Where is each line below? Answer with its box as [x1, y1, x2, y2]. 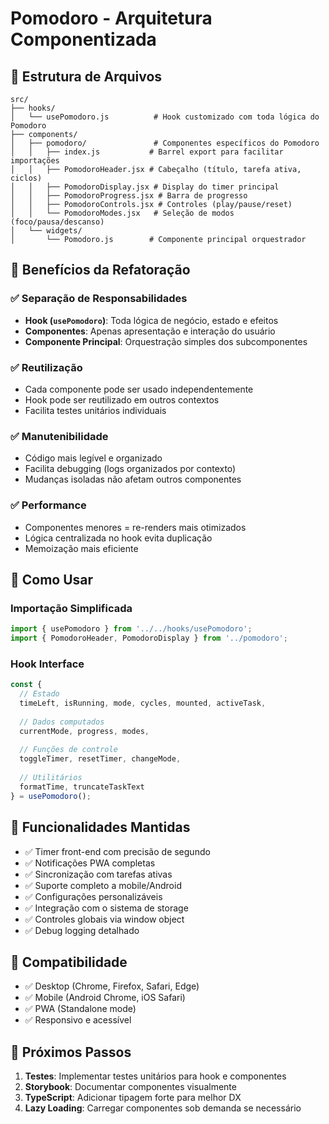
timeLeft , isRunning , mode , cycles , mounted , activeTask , [19, 698, 267, 709]
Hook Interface [10, 657, 85, 671]
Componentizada [10, 28, 157, 51]
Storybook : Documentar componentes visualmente [24, 1081, 237, 1093]
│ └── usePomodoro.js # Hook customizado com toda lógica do [10, 112, 320, 122]
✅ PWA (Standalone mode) [24, 1003, 137, 1015]
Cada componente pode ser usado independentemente [24, 383, 254, 395]
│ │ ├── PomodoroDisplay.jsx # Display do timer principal [10, 182, 280, 192]
